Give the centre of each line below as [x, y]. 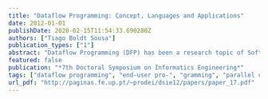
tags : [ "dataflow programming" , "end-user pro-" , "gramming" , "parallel [132, 75]
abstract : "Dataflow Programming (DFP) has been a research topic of [126, 53]
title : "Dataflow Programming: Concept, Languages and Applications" [126, 16]
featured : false [35, 61]
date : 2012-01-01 [37, 23]
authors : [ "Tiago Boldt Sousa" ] [62, 38]
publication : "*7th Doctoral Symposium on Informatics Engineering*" [126, 68]
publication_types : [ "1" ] [51, 46]
